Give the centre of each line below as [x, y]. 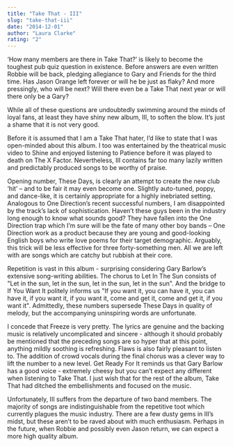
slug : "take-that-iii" [40, 20]
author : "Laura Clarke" [42, 33]
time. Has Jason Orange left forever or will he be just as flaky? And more [111, 81]
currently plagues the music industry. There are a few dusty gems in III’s [111, 414]
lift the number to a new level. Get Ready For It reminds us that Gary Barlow [115, 363]
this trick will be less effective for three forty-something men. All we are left [115, 248]
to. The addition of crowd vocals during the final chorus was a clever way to [116, 356]
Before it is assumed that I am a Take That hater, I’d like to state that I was [112, 138]
